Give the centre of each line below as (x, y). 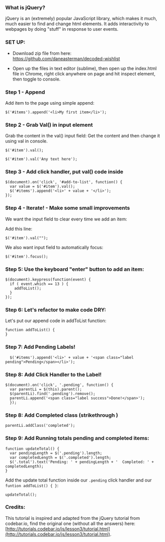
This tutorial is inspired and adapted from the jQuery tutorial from (72, 518)
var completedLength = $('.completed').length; (61, 457)
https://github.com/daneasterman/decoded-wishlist (66, 58)
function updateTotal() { (32, 449)
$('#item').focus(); (27, 256)
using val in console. (26, 141)
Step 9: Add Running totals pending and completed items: (77, 438)
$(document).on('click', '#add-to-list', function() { (64, 182)
